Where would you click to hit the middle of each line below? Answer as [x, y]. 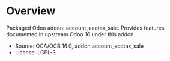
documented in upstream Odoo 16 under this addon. [71, 34]
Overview [31, 11]
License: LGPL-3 [35, 52]
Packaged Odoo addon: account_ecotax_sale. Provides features [85, 28]
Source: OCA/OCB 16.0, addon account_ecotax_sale [79, 46]
